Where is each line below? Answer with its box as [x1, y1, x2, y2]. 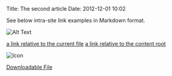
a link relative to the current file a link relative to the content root [6, 40, 166, 47]
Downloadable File [6, 63, 53, 71]
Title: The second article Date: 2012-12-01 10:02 [6, 5, 126, 12]
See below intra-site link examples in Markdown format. [6, 17, 145, 24]
